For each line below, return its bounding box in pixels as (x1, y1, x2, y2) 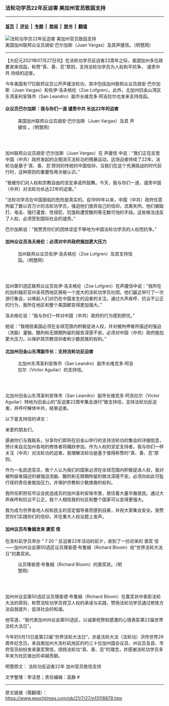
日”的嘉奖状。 (5, 551, 34, 557)
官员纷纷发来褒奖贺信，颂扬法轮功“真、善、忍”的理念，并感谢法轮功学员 (9, 647, 159, 653)
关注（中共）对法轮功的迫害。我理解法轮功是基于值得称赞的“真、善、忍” (5, 450, 155, 456)
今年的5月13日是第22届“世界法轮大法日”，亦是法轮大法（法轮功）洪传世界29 (5, 634, 164, 640)
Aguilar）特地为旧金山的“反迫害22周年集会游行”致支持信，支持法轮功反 (5, 399, 152, 405)
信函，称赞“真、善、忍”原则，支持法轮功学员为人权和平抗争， (18, 63, 146, 70)
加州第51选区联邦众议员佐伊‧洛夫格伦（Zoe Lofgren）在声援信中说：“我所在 (5, 283, 162, 289)
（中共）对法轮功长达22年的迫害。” (5, 185, 77, 192)
